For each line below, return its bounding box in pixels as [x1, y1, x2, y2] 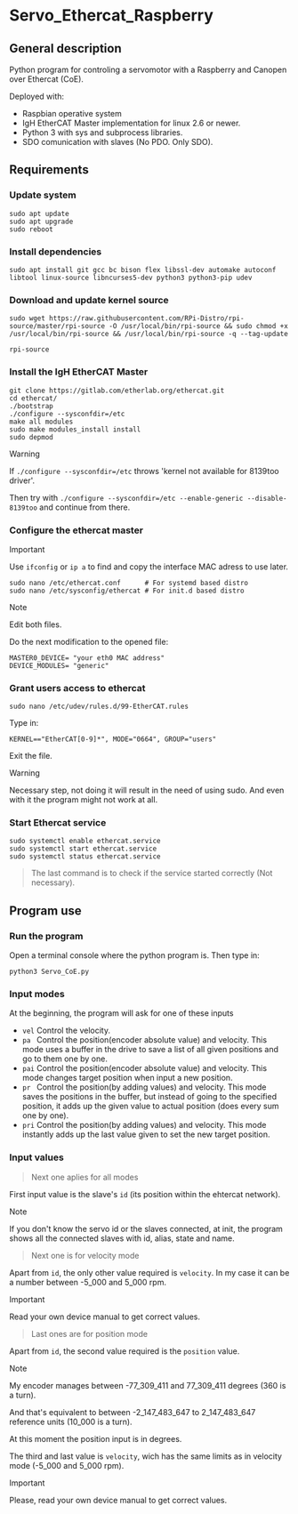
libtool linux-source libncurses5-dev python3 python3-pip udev [9, 273, 253, 282]
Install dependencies [9, 246, 102, 258]
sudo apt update [9, 209, 69, 218]
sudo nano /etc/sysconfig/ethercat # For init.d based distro [9, 586, 245, 595]
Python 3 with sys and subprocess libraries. [21, 127, 183, 138]
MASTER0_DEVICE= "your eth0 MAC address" [9, 653, 165, 663]
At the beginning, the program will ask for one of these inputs [9, 1008, 234, 1019]
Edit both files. [9, 619, 62, 630]
